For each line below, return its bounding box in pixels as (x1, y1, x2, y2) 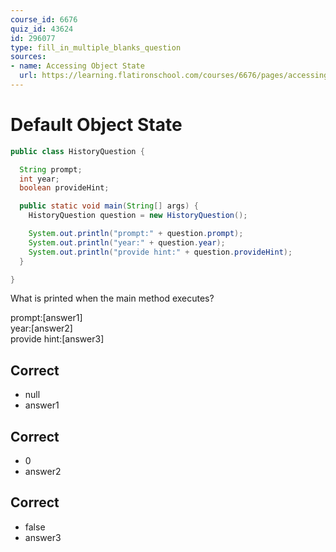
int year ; (19, 174, 60, 184)
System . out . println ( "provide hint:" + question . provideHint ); (28, 247, 293, 257)
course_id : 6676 (10, 14, 78, 25)
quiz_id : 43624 (10, 24, 74, 34)
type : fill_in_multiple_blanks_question (10, 42, 182, 53)
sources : (10, 52, 47, 62)
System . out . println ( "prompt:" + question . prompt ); (28, 229, 244, 239)
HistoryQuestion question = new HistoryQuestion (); (28, 211, 248, 221)
